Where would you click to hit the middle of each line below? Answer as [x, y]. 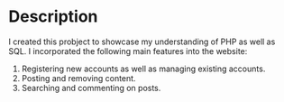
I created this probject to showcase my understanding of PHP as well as [142, 42]
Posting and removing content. [78, 78]
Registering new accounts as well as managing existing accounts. [143, 69]
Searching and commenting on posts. [91, 88]
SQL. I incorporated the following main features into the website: [128, 51]
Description [53, 17]
